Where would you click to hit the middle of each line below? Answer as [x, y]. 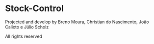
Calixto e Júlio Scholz [27, 27]
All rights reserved [24, 36]
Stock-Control [34, 8]
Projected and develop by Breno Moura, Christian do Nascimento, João [77, 22]
